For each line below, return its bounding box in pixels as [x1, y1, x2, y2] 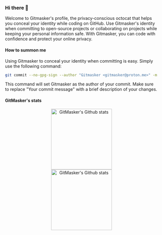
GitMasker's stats [5, 97, 42, 103]
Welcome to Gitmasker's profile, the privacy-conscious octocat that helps [5, 16, 152, 21]
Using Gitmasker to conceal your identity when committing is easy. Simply [5, 58, 153, 64]
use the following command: [5, 63, 62, 69]
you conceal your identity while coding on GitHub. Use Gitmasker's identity [5, 20, 155, 26]
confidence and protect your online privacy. [5, 36, 93, 42]
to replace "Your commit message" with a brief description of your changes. [5, 86, 158, 92]
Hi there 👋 [5, 4, 29, 11]
